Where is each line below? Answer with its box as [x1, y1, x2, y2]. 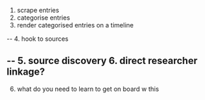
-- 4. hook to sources [6, 35, 69, 43]
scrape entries [16, 6, 59, 14]
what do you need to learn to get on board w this [16, 85, 160, 93]
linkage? [6, 66, 45, 78]
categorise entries [16, 13, 71, 22]
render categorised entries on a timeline [16, 21, 134, 29]
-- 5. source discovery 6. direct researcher [6, 55, 198, 67]
